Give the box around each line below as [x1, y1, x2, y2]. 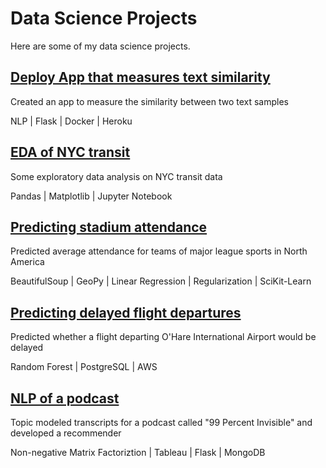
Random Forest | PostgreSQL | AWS [10, 361, 158, 373]
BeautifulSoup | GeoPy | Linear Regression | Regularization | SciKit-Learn [10, 275, 312, 287]
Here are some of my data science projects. [10, 40, 191, 52]
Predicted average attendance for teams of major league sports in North [10, 245, 308, 257]
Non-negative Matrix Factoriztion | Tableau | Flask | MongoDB [10, 447, 266, 458]
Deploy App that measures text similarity [10, 69, 271, 86]
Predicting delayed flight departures [10, 304, 242, 321]
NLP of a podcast [10, 390, 120, 407]
